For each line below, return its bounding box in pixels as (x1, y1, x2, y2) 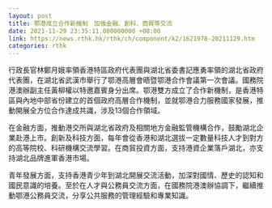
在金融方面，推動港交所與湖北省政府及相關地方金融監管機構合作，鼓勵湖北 (8, 123, 257, 133)
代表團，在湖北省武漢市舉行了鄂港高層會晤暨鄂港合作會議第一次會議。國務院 (8, 75, 264, 85)
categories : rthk (8, 42, 67, 50)
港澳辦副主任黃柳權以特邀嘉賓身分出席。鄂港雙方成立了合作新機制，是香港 (8, 86, 257, 96)
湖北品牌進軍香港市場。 (15, 153, 94, 163)
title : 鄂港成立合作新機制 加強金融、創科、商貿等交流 (8, 19, 172, 28)
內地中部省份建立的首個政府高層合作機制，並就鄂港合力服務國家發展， (22, 96, 257, 105)
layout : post (8, 11, 53, 20)
